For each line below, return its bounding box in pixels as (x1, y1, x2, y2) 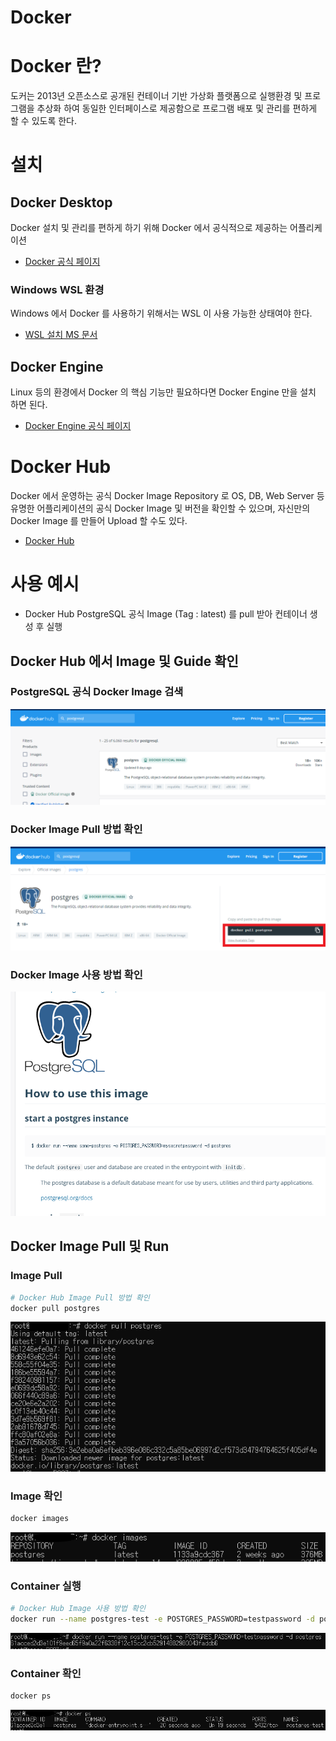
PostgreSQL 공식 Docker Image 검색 (10, 685, 184, 699)
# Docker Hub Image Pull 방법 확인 (10, 1292, 150, 1303)
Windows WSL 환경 (10, 283, 105, 297)
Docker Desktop (10, 194, 113, 211)
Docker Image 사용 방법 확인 (10, 967, 143, 981)
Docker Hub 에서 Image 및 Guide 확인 (10, 652, 239, 670)
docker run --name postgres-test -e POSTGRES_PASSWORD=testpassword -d (10, 1614, 315, 1625)
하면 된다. (10, 399, 48, 411)
